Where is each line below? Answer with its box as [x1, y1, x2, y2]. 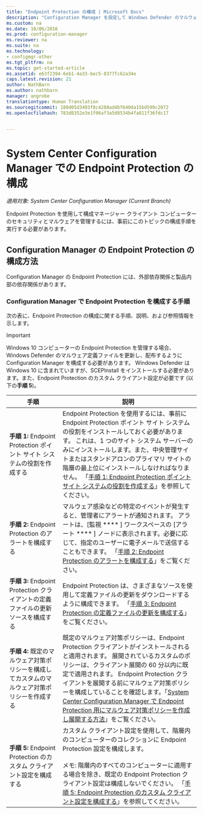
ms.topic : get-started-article [6, 65, 85, 71]
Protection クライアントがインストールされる [62, 643, 190, 651]
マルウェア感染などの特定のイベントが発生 [62, 502, 184, 511]
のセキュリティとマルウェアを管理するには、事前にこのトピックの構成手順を [6, 218, 196, 225]
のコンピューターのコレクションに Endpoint [62, 735, 187, 744]
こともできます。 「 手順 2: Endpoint [62, 548, 164, 556]
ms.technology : [6, 48, 45, 54]
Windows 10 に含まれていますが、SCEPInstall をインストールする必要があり [6, 367, 195, 374]
